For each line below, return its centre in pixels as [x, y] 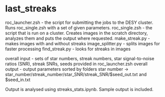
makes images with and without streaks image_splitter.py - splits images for [82, 43]
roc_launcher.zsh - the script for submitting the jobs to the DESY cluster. [79, 22]
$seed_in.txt [18, 80]
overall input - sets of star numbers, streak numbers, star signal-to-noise [80, 58]
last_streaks [31, 9]
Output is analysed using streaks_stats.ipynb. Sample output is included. [79, 89]
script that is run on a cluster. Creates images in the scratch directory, [77, 33]
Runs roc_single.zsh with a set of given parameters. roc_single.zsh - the [79, 27]
